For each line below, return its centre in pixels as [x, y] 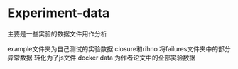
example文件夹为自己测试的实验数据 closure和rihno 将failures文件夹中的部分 [119, 48]
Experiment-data [59, 13]
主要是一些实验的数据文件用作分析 [57, 33]
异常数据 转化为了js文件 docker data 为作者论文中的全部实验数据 [102, 58]
